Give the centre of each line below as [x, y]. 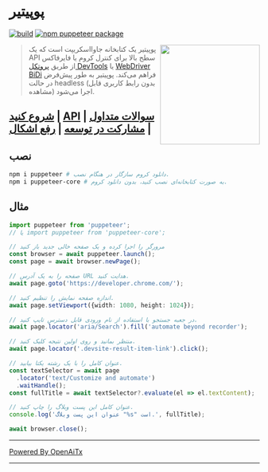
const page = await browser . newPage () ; [75, 262]
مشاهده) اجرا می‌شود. [61, 91]
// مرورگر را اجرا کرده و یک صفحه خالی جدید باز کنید [87, 247]
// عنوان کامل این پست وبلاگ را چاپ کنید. [72, 407]
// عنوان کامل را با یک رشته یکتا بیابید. [66, 364]
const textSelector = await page [64, 370]
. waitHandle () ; [41, 385]
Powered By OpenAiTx [46, 452]
